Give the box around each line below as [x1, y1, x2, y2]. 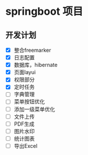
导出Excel [13, 142, 38, 149]
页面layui [13, 69, 36, 76]
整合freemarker [13, 47, 51, 53]
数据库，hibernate [13, 62, 58, 69]
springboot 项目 [5, 5, 83, 18]
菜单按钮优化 [13, 98, 45, 105]
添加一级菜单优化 [13, 106, 55, 113]
